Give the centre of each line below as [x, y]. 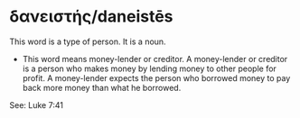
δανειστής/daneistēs [91, 17]
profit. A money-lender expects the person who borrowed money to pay [156, 77]
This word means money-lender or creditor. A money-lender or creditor [155, 59]
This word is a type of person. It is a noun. [88, 41]
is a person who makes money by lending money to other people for [150, 68]
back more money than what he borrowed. [102, 87]
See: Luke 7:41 [36, 104]
